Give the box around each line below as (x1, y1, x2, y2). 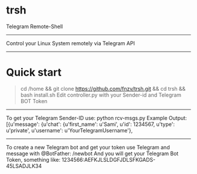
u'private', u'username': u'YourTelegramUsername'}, (6, 127, 133, 134)
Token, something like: (6, 156, 60, 163)
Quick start (6, 66, 62, 79)
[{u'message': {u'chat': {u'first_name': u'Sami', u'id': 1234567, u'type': (6, 121, 175, 128)
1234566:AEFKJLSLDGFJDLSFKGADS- (61, 156, 156, 163)
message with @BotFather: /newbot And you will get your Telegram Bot (6, 150, 179, 157)
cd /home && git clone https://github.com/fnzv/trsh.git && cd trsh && (20, 85, 186, 92)
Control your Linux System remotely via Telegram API (6, 39, 135, 47)
